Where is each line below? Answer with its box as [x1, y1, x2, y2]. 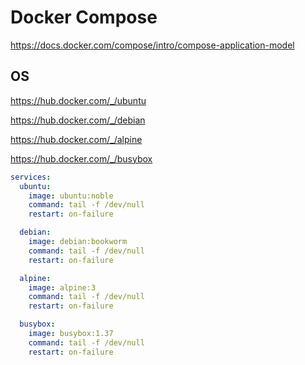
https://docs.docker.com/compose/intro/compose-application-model [10, 39, 295, 51]
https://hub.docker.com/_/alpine [10, 133, 143, 145]
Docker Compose [10, 6, 158, 29]
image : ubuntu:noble [28, 191, 114, 201]
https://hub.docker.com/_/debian [10, 114, 146, 126]
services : [10, 172, 52, 182]
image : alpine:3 [28, 282, 97, 293]
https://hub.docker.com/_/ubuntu [10, 94, 147, 106]
